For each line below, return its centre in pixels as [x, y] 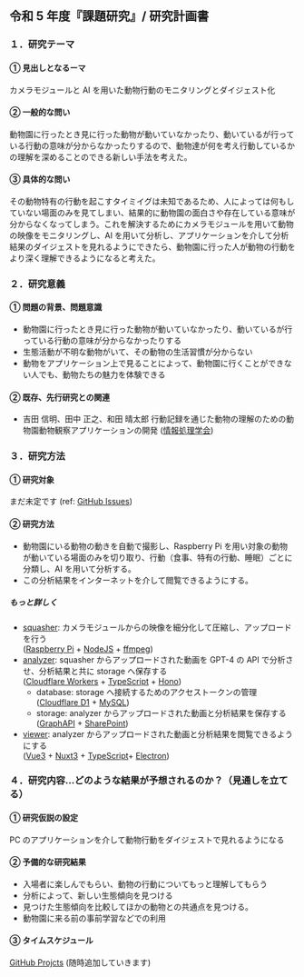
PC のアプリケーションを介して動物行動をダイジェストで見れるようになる [147, 840]
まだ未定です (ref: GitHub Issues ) [71, 502]
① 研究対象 [32, 479]
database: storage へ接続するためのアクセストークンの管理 [146, 692]
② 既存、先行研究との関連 [60, 397]
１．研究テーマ [42, 45]
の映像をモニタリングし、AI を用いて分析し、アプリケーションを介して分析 [149, 235]
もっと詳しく [33, 603]
